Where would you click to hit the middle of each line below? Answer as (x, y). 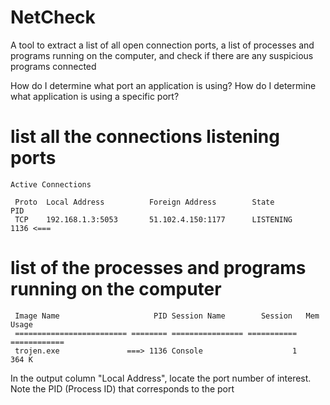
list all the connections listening (145, 137)
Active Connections (51, 184)
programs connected (53, 66)
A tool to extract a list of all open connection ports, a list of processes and (162, 45)
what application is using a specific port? (95, 96)
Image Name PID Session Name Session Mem (167, 316)
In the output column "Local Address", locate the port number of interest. (161, 378)
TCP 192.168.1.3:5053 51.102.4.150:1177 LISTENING (153, 219)
